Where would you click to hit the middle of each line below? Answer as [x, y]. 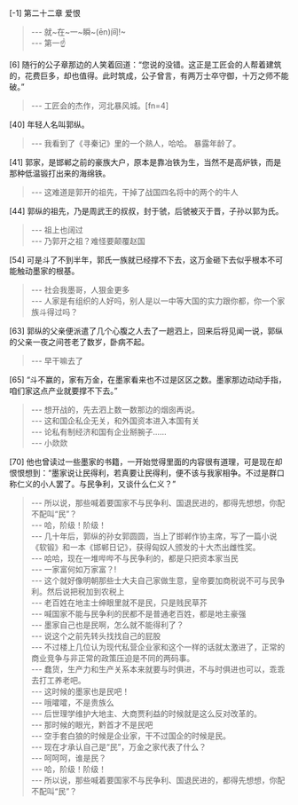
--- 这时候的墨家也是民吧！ [80, 691]
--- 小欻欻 [49, 443]
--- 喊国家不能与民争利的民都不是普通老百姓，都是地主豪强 [138, 614]
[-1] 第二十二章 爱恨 [45, 13]
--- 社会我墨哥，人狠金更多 [80, 290]
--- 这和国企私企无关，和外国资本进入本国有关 [115, 421]
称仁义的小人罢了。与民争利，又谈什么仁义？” [93, 484]
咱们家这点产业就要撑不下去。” [63, 391]
